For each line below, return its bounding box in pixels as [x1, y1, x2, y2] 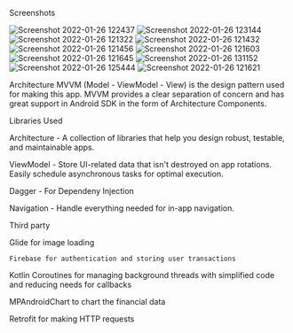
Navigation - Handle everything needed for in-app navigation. [9, 203, 235, 213]
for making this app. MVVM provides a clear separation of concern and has [9, 89, 285, 99]
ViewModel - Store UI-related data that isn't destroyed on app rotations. [9, 159, 273, 169]
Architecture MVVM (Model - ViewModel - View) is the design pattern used [9, 80, 285, 89]
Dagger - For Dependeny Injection [9, 186, 135, 196]
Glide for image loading [9, 237, 95, 247]
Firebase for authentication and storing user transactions [9, 254, 237, 263]
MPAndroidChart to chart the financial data [9, 297, 166, 306]
